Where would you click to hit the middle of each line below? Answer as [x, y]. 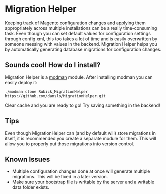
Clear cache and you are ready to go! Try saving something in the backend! [83, 105]
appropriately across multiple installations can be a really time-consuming [81, 28]
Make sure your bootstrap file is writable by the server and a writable [83, 182]
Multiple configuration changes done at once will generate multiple [81, 171]
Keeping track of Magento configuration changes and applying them [75, 23]
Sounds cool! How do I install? [53, 65]
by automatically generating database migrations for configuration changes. [83, 49]
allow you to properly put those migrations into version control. [70, 144]
